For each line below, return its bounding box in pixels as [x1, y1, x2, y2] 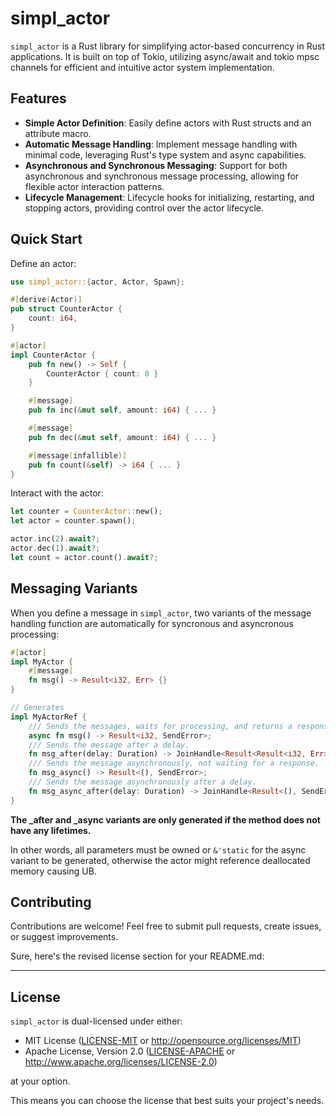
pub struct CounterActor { [10, 304, 123, 314]
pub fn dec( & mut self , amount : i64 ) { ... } [28, 432, 217, 442]
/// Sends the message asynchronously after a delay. [28, 777, 257, 787]
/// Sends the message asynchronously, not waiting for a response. [28, 758, 320, 769]
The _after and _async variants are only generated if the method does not [10, 813, 321, 826]
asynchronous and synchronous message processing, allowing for [24, 170, 300, 182]
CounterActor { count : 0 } [46, 368, 159, 379]
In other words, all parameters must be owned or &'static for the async [10, 843, 307, 856]
